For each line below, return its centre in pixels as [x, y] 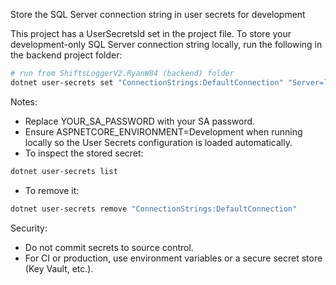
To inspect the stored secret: [84, 153]
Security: [29, 228]
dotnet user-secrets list [64, 171]
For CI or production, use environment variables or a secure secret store [173, 258]
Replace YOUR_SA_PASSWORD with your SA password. [140, 121]
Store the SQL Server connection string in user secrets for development [158, 14]
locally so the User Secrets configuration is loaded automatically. [158, 142]
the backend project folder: [66, 55]
